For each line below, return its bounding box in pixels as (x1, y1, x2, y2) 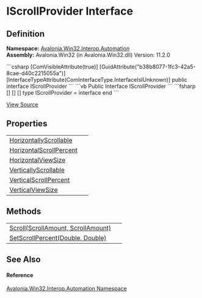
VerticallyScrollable (9, 165, 65, 174)
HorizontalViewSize (9, 156, 66, 164)
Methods (6, 206, 41, 217)
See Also (6, 255, 41, 265)
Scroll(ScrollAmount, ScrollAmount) (9, 223, 112, 232)
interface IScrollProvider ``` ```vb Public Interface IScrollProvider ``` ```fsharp (6, 82, 196, 90)
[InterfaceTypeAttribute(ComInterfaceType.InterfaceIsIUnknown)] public (6, 76, 187, 83)
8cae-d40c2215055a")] (6, 70, 66, 77)
